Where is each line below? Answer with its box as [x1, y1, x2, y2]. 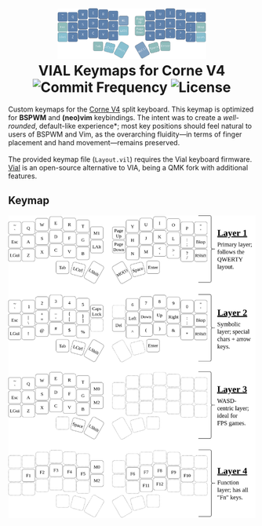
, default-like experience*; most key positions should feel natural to [35, 121, 253, 130]
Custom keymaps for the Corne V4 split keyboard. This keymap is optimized [8, 104, 254, 114]
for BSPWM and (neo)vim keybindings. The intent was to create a [8, 112, 222, 122]
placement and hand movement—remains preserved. [8, 137, 180, 147]
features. [8, 171, 38, 181]
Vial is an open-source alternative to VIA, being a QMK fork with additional [8, 163, 249, 172]
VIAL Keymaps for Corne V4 [38, 62, 226, 80]
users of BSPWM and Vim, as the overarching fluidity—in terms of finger [8, 130, 242, 139]
